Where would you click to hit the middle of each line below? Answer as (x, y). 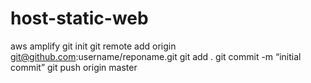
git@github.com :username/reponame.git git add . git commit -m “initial (156, 56)
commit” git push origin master (74, 67)
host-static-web (79, 18)
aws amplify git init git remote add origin (93, 46)
